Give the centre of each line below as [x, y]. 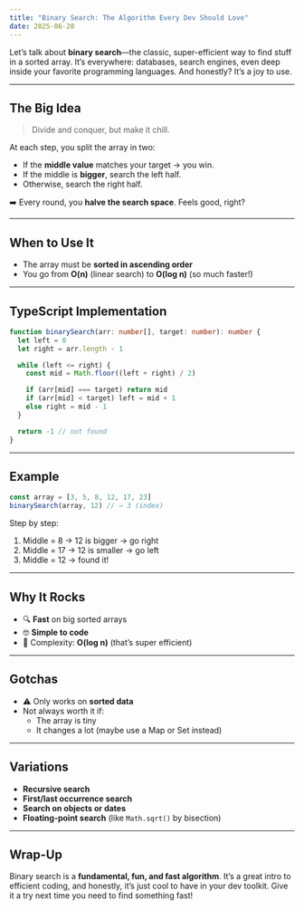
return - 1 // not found [62, 431]
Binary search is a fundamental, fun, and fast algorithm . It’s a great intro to [150, 876]
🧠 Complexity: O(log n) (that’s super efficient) [107, 642]
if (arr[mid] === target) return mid [97, 390]
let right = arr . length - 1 [71, 349]
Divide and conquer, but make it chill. [100, 130]
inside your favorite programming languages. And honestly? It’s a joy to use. [151, 71]
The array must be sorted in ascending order [107, 264]
